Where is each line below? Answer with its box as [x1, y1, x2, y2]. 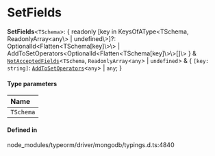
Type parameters [7, 79, 58, 88]
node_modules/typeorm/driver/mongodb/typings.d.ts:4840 [7, 141, 175, 149]
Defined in [7, 125, 38, 134]
